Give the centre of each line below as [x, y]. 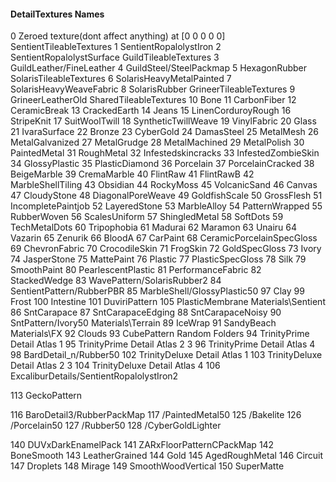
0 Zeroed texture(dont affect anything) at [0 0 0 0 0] [118, 36]
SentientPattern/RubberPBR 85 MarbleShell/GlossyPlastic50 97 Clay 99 [157, 291]
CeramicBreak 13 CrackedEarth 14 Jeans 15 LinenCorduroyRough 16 [151, 111]
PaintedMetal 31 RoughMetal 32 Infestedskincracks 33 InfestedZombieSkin [165, 153]
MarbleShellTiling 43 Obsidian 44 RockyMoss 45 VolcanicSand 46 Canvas [164, 185]
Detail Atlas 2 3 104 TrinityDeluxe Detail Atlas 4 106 [115, 366]
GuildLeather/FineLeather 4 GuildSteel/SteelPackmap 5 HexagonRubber [159, 68]
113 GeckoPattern [46, 396]
